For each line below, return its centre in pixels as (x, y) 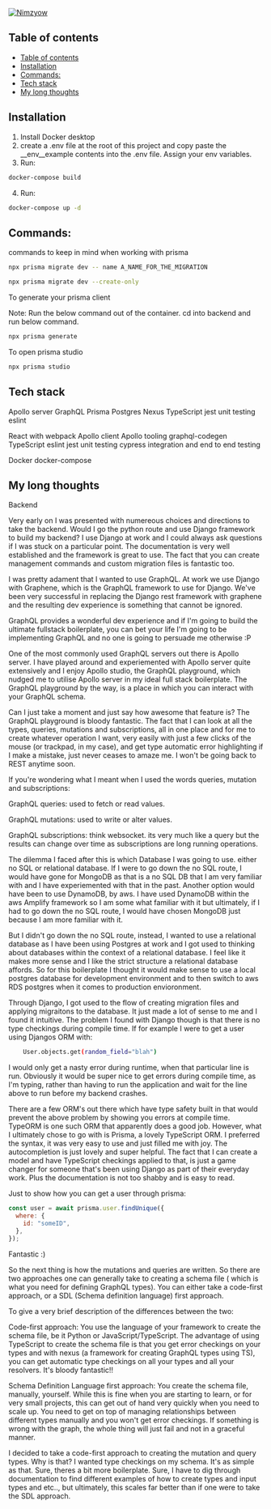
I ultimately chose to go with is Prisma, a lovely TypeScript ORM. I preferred (134, 1135)
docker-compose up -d (45, 208)
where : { (30, 1216)
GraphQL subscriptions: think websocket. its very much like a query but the (134, 835)
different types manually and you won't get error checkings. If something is (134, 1420)
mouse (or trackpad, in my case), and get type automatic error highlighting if (136, 747)
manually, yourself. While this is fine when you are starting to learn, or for (130, 1394)
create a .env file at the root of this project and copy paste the (123, 145)
